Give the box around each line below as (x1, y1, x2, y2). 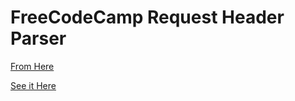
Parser (10, 27, 67, 50)
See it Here (10, 79, 57, 91)
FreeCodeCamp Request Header (10, 6, 285, 29)
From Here (10, 60, 55, 72)
